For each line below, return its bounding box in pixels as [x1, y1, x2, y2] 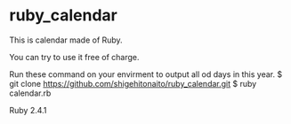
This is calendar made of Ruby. [9, 35, 123, 45]
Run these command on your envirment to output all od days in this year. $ [9, 68, 283, 80]
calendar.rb [9, 88, 52, 98]
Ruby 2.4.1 [9, 105, 47, 115]
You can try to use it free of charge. [9, 51, 140, 62]
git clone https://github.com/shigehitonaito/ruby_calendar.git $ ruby [9, 78, 257, 89]
